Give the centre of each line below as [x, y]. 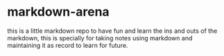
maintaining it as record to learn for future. [68, 45]
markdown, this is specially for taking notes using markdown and [100, 38]
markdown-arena [58, 12]
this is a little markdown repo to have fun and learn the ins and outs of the [112, 31]
